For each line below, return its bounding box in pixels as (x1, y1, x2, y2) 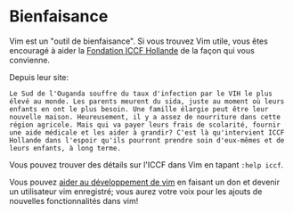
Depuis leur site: (9, 71, 69, 82)
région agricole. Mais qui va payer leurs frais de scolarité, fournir (9, 120, 281, 129)
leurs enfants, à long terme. (9, 143, 122, 152)
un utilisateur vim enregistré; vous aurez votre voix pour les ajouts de (9, 185, 263, 197)
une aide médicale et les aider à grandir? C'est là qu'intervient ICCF (9, 127, 285, 137)
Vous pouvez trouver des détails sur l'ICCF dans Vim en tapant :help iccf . (9, 159, 284, 170)
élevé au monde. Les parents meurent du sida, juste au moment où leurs (9, 96, 285, 106)
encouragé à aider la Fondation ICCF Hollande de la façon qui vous (9, 45, 256, 55)
